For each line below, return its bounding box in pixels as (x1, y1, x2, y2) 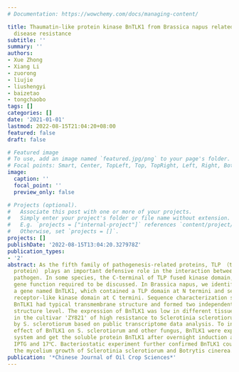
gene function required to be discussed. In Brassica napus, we (14, 281, 208, 289)
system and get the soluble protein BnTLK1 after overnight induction (14, 334, 228, 341)
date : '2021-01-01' (7, 116, 65, 123)
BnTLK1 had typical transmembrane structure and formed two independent (14, 301, 234, 308)
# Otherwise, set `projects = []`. (7, 228, 119, 235)
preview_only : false (14, 188, 75, 196)
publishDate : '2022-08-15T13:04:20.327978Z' (7, 241, 142, 248)
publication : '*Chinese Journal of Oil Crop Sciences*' (7, 353, 176, 361)
